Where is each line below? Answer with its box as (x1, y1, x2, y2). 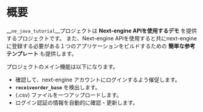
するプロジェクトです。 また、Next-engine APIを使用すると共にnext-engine (6, 34, 197, 42)
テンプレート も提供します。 (6, 50, 78, 57)
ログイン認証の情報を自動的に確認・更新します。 (15, 99, 139, 106)
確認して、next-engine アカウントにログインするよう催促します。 (15, 76, 180, 83)
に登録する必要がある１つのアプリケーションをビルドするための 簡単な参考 (6, 42, 196, 50)
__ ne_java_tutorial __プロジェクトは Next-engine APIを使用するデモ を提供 (6, 27, 197, 34)
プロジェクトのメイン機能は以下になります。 (6, 62, 119, 70)
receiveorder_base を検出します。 (15, 83, 101, 91)
